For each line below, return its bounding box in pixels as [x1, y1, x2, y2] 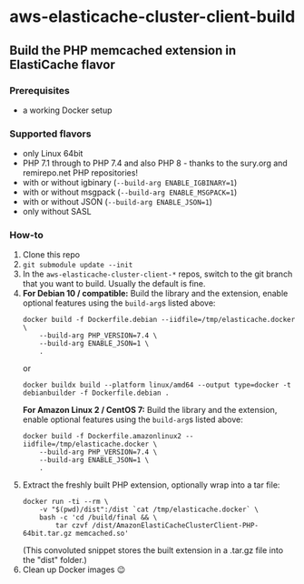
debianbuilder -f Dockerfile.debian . [22, 388, 170, 398]
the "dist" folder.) [22, 555, 88, 566]
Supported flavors [9, 127, 92, 140]
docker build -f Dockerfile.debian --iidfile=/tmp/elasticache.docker [22, 316, 296, 325]
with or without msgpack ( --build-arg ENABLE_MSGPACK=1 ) [22, 186, 238, 197]
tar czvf [55, 521, 89, 530]
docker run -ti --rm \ [22, 498, 109, 507]
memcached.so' [75, 529, 129, 539]
